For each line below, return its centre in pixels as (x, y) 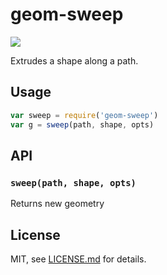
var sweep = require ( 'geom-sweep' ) (84, 115)
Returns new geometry (57, 204)
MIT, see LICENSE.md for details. (78, 259)
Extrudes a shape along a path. (74, 60)
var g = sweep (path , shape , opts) (82, 124)
